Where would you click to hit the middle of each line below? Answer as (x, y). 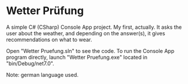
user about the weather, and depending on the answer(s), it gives (86, 33)
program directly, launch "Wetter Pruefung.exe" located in (77, 57)
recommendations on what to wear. (49, 39)
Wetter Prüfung (45, 11)
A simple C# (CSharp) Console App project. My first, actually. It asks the (94, 27)
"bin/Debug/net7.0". (30, 63)
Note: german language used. (42, 75)
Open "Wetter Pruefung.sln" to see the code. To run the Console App (90, 51)
